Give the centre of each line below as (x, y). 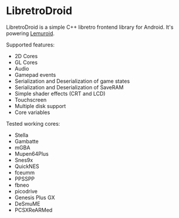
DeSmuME (27, 203)
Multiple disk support (40, 106)
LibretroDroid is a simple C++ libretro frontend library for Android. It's (90, 27)
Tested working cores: (33, 123)
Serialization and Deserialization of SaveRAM (69, 87)
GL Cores (26, 62)
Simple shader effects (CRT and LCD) (60, 93)
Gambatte (27, 141)
